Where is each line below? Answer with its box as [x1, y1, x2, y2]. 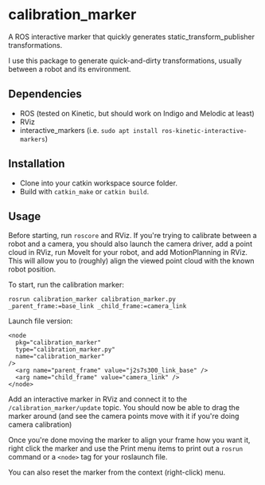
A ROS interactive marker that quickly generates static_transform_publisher [8, 32, 255, 41]
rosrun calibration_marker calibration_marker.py [8, 295, 177, 303]
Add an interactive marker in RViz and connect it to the [8, 394, 188, 404]
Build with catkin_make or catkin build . [19, 186, 150, 196]
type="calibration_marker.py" [15, 346, 115, 354]
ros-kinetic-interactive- [161, 127, 247, 135]
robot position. [8, 264, 57, 274]
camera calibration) [8, 420, 72, 429]
